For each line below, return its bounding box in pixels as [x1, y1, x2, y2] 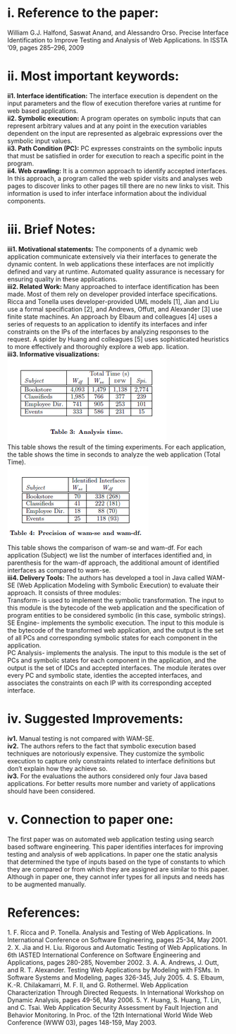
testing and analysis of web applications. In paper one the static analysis [7, 850, 218, 858]
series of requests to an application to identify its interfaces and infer [7, 319, 208, 328]
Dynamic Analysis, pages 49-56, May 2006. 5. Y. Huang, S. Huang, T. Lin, [7, 995, 222, 1004]
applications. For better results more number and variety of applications [7, 779, 216, 787]
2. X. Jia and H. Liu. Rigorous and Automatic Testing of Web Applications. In [7, 943, 228, 951]
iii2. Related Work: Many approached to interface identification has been [7, 282, 220, 290]
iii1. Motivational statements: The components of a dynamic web [7, 245, 199, 253]
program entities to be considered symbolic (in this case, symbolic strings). [7, 611, 226, 619]
